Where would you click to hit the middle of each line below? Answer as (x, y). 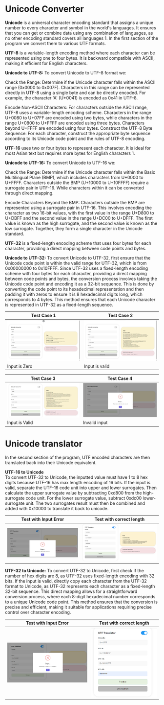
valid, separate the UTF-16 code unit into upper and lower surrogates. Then (81, 488)
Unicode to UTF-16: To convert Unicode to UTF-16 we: (60, 163)
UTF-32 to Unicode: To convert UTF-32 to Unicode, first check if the (74, 570)
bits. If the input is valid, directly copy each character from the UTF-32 (76, 581)
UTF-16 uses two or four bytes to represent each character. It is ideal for (78, 148)
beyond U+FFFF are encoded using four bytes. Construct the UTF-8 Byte (79, 128)
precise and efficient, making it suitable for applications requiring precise (79, 607)
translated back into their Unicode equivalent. (51, 462)
